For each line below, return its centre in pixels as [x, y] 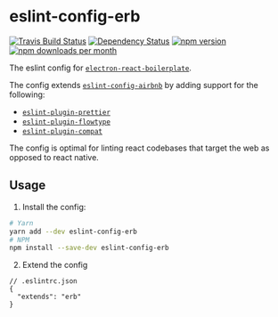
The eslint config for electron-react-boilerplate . [100, 68]
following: [27, 94]
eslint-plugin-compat [62, 131]
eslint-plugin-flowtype [66, 122]
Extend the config [55, 265]
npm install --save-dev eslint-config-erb [89, 248]
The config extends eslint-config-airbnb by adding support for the [134, 85]
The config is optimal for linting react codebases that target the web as [139, 148]
